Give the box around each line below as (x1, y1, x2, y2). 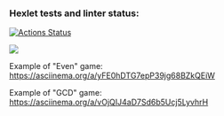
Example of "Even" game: (9, 61, 104, 72)
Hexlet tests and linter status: (9, 7, 140, 19)
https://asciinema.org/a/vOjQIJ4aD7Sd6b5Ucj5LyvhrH (9, 97, 209, 108)
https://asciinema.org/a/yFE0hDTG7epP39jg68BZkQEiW (9, 70, 216, 81)
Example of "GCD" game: (9, 88, 102, 98)
